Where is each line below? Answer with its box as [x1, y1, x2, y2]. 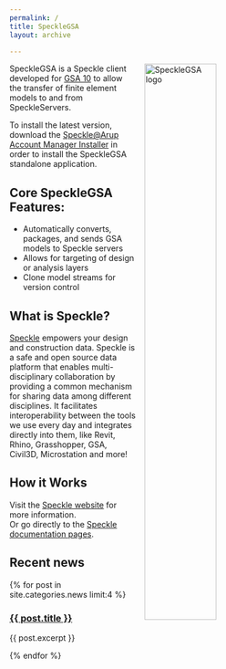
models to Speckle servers [22, 243, 124, 254]
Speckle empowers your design [9, 332, 128, 343]
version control [22, 282, 80, 293]
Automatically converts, [22, 224, 112, 235]
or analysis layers [22, 262, 89, 274]
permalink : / [9, 13, 59, 23]
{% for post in [9, 579, 62, 590]
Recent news [9, 555, 85, 570]
